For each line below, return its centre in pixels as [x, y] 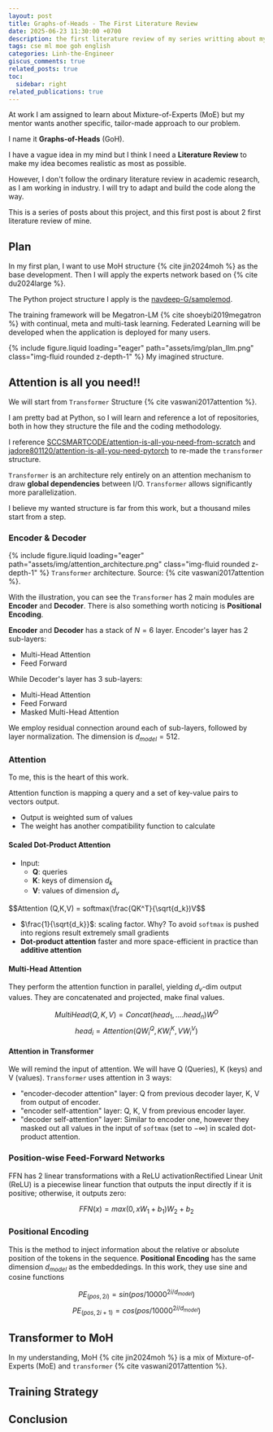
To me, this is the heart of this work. [69, 777]
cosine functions [37, 1277]
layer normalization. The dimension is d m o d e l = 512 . [94, 738]
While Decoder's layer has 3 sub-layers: [76, 679]
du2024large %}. [37, 284]
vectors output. [34, 801]
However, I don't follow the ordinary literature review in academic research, [134, 179]
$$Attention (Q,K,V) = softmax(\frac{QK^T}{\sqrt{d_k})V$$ [107, 909]
